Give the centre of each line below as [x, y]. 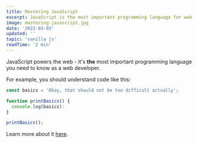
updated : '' [21, 34]
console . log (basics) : [38, 107]
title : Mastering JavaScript [42, 12]
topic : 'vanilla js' [32, 39]
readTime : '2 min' [29, 45]
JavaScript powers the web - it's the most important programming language [99, 61]
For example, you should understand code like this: [68, 79]
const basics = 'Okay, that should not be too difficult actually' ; [92, 90]
